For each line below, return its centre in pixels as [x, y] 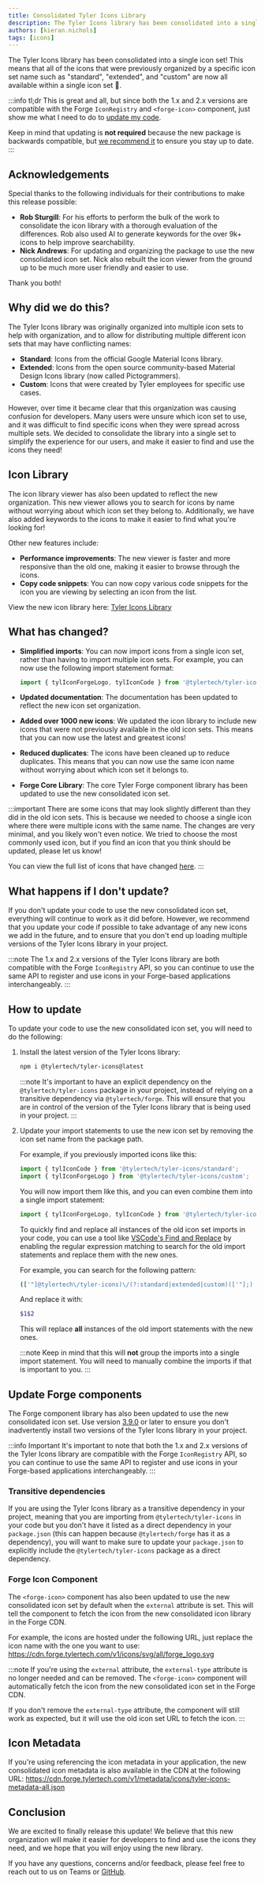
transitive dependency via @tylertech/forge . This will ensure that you [132, 1098]
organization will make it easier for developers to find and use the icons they [132, 1840]
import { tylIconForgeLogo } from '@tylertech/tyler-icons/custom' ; [134, 1176]
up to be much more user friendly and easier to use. [104, 268]
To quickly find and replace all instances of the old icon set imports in [132, 1229]
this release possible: [43, 202]
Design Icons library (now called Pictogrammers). [100, 376]
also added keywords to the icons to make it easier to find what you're [122, 519]
